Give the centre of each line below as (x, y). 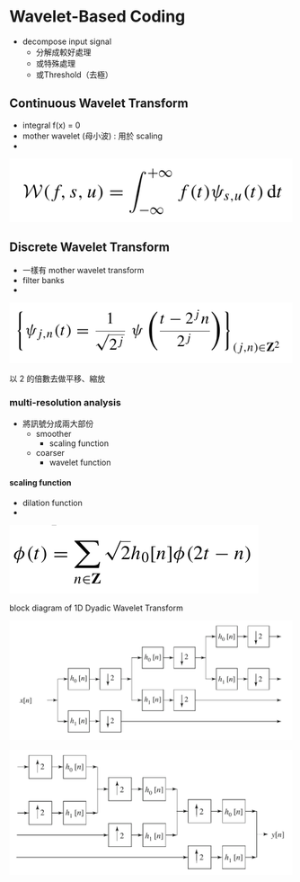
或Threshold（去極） (75, 75)
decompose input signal (67, 41)
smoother (53, 433)
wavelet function (80, 462)
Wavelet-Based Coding (97, 17)
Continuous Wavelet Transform (99, 104)
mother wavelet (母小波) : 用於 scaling (93, 136)
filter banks (43, 280)
